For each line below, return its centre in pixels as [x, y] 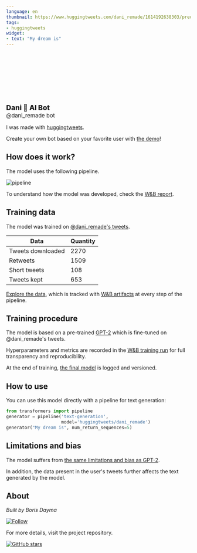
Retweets [22, 260]
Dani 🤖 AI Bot [28, 108]
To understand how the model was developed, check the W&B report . [90, 194]
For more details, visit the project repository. [60, 533]
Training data [31, 213]
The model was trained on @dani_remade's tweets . [68, 226]
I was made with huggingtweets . [45, 127]
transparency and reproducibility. [46, 357]
